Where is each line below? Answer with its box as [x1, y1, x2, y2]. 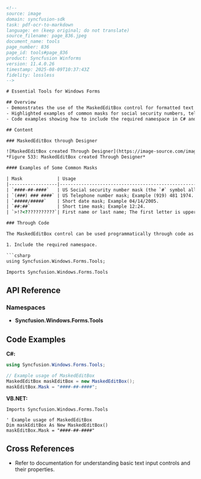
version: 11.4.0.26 [6, 61, 55, 67]
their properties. [14, 466, 55, 473]
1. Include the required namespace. [6, 241, 98, 248]
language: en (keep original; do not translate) [6, 27, 130, 34]
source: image [6, 10, 42, 17]
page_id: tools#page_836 [6, 50, 68, 56]
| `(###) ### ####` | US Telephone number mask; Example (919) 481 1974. [6, 192, 194, 199]
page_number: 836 [6, 44, 50, 50]
